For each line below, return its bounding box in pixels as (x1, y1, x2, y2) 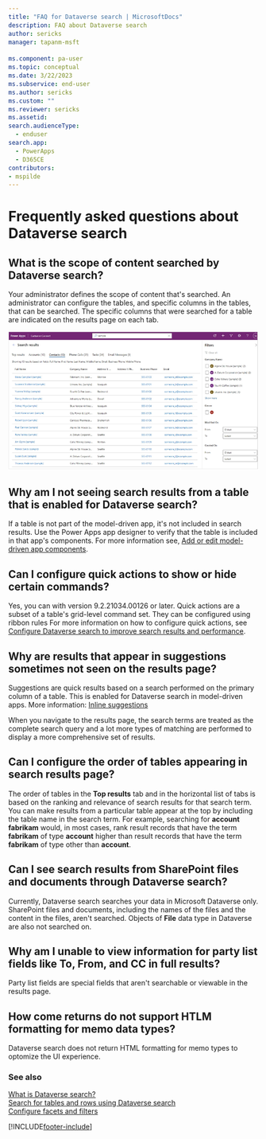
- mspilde (8, 172, 41, 181)
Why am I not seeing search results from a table (8, 486, 249, 499)
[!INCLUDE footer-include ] (8, 1122, 93, 1132)
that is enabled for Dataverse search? (8, 497, 199, 511)
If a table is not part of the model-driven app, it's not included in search (8, 519, 242, 529)
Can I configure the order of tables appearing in (8, 755, 248, 769)
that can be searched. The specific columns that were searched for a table (8, 306, 253, 316)
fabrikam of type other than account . (8, 840, 132, 849)
